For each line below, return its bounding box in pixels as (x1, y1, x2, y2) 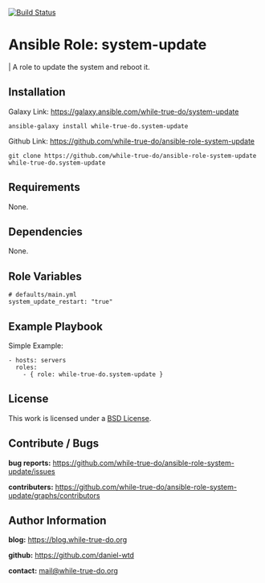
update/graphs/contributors (8, 490, 100, 500)
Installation (8, 85, 66, 99)
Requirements (8, 180, 80, 194)
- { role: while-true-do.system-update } (22, 370, 163, 379)
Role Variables (8, 269, 82, 283)
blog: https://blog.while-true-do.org (8, 535, 128, 545)
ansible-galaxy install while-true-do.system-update (8, 122, 189, 130)
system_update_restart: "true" (8, 298, 113, 306)
